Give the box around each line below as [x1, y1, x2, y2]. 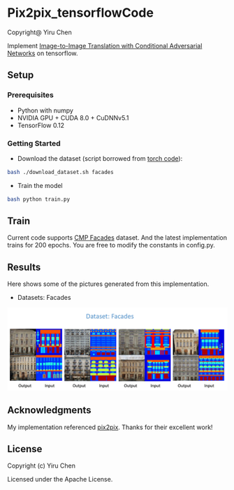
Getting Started [7, 138, 61, 148]
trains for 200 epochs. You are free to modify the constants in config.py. [7, 241, 215, 250]
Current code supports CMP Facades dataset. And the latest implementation [7, 233, 227, 242]
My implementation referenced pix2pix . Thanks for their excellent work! [7, 423, 213, 431]
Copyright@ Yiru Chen [7, 28, 72, 36]
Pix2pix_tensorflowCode [7, 5, 154, 21]
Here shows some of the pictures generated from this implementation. [7, 280, 210, 288]
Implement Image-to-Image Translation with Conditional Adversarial [7, 41, 203, 50]
